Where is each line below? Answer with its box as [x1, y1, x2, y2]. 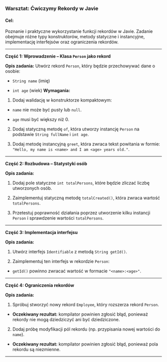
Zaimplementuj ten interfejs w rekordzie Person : [12, 258, 110, 264]
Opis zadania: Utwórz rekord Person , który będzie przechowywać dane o [5, 63, 156, 69]
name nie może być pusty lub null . [12, 107, 82, 113]
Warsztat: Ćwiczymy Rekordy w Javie [5, 5, 98, 12]
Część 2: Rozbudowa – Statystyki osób [5, 161, 87, 167]
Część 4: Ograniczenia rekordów [5, 282, 75, 288]
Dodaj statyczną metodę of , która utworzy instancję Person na [12, 126, 140, 132]
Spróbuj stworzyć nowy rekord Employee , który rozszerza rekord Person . [12, 302, 159, 308]
